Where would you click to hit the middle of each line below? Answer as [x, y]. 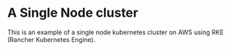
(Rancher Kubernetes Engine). [52, 39]
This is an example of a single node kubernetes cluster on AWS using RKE [116, 32]
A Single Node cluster [73, 13]
